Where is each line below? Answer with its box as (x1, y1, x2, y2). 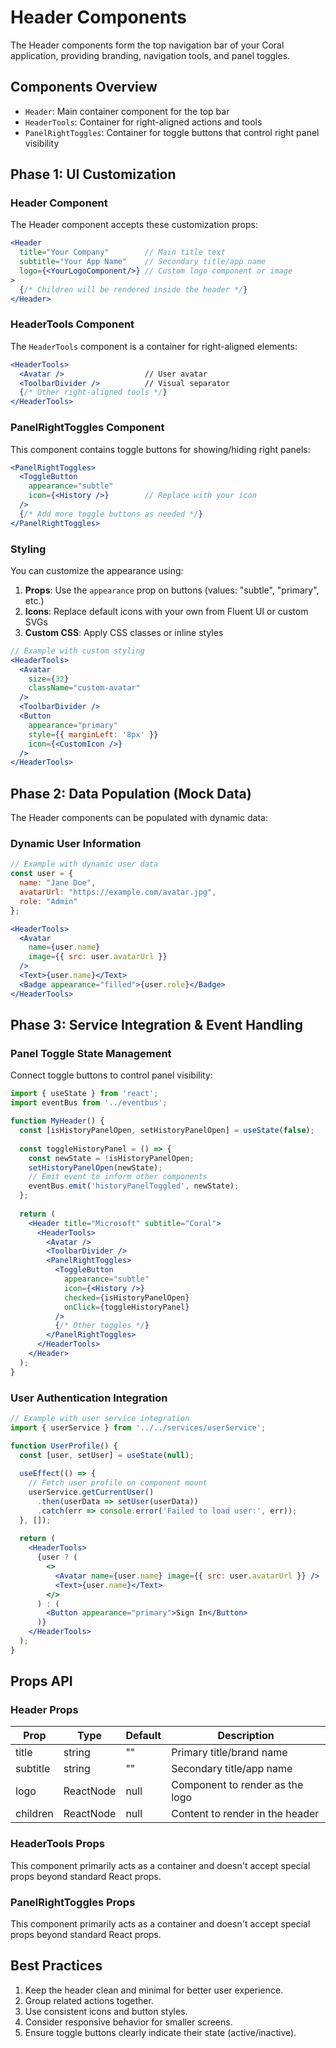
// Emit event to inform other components (28, 1172, 208, 1182)
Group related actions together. (24, 1994, 154, 2006)
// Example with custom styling (10, 646, 145, 656)
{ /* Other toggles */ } (54, 1321, 150, 1331)
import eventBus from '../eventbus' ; (10, 1098, 168, 1108)
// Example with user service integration (10, 1413, 190, 1423)
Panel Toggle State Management (10, 1047, 172, 1060)
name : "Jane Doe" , (19, 878, 97, 888)
